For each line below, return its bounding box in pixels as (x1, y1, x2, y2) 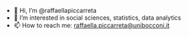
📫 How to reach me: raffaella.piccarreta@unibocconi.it (13, 21, 170, 29)
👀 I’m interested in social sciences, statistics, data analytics (13, 14, 182, 22)
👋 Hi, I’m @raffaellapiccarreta (13, 7, 97, 14)
